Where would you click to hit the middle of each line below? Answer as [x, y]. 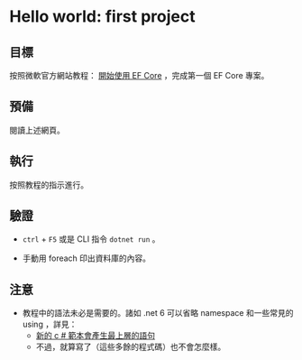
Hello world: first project [102, 17]
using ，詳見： [50, 324]
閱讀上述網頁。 [37, 130]
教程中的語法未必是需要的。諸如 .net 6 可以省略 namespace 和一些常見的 [158, 313]
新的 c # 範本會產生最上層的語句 [96, 336]
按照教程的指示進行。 [49, 185]
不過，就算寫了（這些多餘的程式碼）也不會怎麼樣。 [131, 347]
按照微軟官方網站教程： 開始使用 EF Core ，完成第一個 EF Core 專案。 [139, 75]
